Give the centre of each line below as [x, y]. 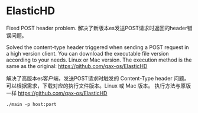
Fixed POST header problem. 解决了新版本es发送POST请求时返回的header [97, 28]
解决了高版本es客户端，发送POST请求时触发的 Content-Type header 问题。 [98, 78]
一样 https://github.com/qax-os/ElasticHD [57, 93]
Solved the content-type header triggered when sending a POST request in [98, 47]
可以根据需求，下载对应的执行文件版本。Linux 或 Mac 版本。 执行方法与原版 [98, 85]
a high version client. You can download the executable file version [88, 53]
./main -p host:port [32, 104]
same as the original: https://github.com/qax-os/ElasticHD [77, 66]
